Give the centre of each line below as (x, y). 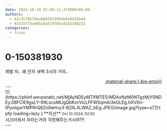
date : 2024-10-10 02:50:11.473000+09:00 (48, 10)
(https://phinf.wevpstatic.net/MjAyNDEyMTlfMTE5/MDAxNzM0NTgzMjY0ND (83, 97)
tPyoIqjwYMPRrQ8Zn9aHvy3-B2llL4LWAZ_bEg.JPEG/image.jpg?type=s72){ (83, 107)
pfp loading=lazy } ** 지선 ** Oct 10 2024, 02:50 (50, 113)
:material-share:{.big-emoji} (133, 81)
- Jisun (18, 33)
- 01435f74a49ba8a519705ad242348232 (47, 23)
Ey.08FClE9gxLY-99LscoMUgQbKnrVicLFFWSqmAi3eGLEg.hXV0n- (75, 102)
